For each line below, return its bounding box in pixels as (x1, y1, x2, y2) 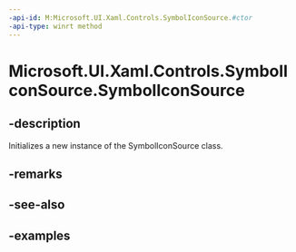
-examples (8, 228, 71, 243)
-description (8, 116, 81, 131)
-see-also (8, 197, 65, 213)
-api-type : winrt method (8, 22, 103, 31)
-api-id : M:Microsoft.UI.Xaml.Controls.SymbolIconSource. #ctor (8, 13, 253, 23)
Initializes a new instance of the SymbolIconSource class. (8, 140, 223, 150)
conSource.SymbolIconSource (8, 80, 246, 101)
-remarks (8, 166, 63, 181)
